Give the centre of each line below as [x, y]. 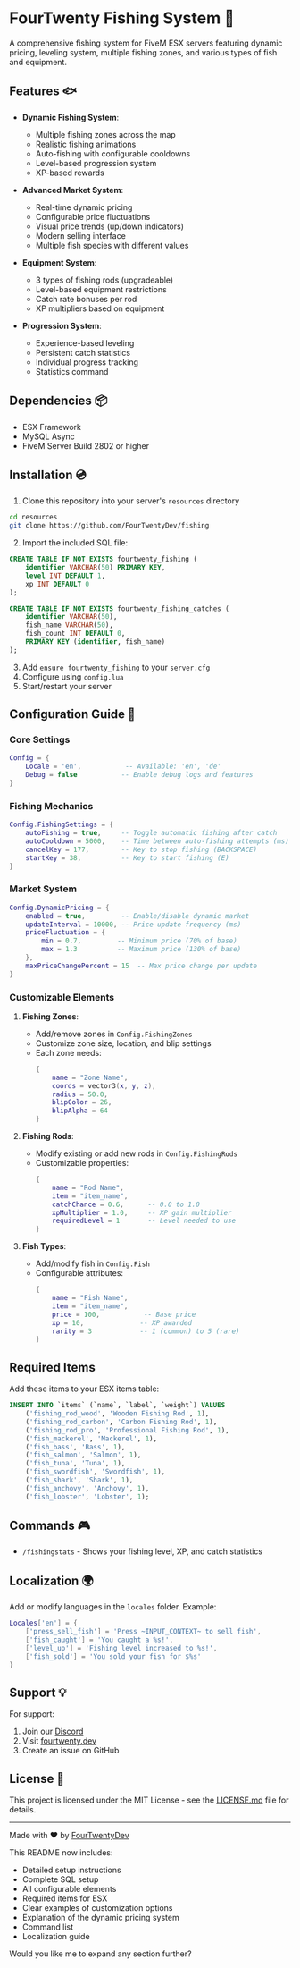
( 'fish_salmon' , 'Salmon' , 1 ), [83, 1455]
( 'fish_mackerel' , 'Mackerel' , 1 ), [92, 1439]
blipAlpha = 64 [80, 1111]
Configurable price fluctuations [93, 216]
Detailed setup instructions [72, 1870]
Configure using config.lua [73, 676]
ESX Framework [52, 427]
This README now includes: [61, 1853]
